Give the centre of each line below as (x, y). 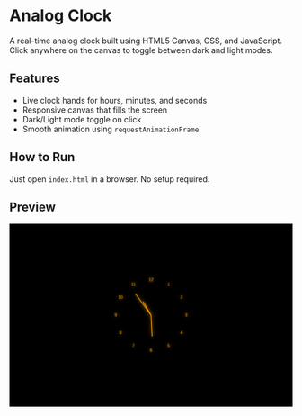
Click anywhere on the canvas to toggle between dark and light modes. (141, 50)
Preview (33, 207)
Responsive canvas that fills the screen (95, 110)
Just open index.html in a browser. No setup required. (110, 179)
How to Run (42, 157)
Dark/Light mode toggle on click (82, 119)
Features (35, 79)
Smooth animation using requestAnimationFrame (111, 129)
